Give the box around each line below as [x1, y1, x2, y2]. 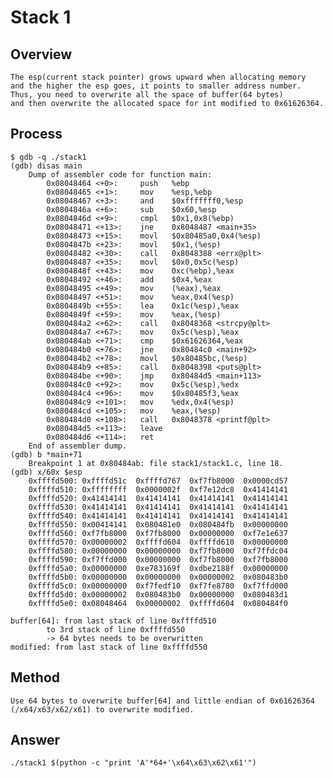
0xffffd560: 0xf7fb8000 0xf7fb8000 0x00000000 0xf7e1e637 [28, 528, 288, 538]
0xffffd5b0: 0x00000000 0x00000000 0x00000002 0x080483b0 [28, 572, 288, 582]
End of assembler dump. [28, 441, 128, 451]
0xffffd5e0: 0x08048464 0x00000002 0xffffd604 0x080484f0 [28, 598, 288, 608]
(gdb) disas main [10, 161, 83, 171]
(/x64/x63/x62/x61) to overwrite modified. [10, 704, 195, 715]
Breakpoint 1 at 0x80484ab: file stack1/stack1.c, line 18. [28, 458, 284, 468]
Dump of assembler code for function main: [28, 169, 213, 180]
